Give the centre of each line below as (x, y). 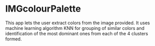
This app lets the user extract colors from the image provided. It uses (78, 23)
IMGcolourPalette (43, 9)
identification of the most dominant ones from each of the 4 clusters (77, 33)
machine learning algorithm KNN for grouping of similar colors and (75, 28)
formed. (13, 39)
